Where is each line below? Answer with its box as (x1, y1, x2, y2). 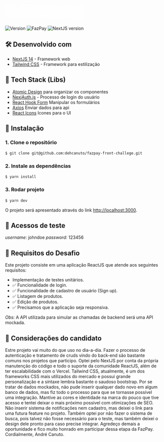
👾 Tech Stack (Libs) (5, 76, 66, 84)
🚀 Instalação (5, 124, 44, 133)
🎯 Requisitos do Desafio (5, 249, 80, 257)
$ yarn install (5, 174, 37, 179)
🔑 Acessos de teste (5, 221, 66, 229)
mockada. (5, 320, 26, 326)
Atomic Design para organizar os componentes (12, 89, 109, 95)
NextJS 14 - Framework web (12, 56, 71, 62)
